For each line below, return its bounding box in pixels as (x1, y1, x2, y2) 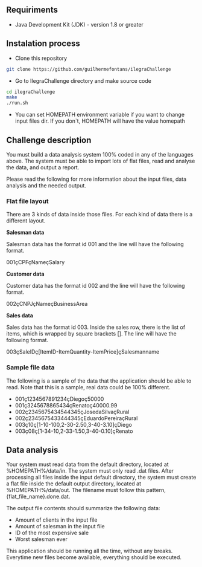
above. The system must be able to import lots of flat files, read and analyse (6, 157, 195, 164)
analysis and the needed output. (6, 181, 86, 189)
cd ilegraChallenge (6, 89, 55, 95)
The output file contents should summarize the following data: (6, 505, 160, 512)
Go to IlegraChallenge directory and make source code (14, 77, 152, 84)
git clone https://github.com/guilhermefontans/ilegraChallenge (6, 66, 171, 72)
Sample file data (6, 363, 55, 372)
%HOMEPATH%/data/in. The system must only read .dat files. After (6, 467, 174, 475)
